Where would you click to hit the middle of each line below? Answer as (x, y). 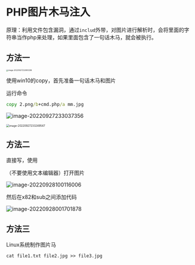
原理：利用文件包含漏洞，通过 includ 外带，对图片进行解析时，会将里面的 (95, 30)
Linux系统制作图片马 (31, 244)
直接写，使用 (22, 160)
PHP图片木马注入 (48, 12)
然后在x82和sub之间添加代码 (42, 197)
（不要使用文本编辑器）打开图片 (45, 173)
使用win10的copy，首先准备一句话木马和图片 (61, 80)
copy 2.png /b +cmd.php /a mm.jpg (45, 105)
